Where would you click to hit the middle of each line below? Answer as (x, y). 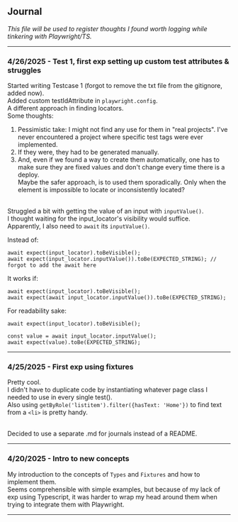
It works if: (23, 279)
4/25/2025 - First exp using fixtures (70, 367)
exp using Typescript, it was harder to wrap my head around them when (113, 496)
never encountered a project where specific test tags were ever (110, 137)
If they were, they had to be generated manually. (88, 152)
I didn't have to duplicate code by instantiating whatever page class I (107, 390)
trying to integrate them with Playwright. (66, 504)
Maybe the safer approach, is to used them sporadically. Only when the (122, 182)
